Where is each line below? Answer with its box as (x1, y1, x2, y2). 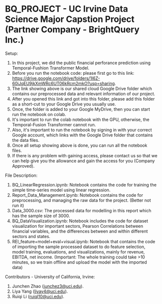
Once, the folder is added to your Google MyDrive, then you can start (12, 106, 150, 112)
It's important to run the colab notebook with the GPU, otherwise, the (12, 117, 150, 122)
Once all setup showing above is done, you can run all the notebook (12, 142, 147, 148)
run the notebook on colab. (12, 111, 66, 117)
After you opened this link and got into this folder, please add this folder (12, 96, 155, 101)
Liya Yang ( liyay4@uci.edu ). (12, 288, 68, 294)
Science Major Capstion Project (5, 14, 134, 25)
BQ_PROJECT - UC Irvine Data (5, 3, 128, 15)
